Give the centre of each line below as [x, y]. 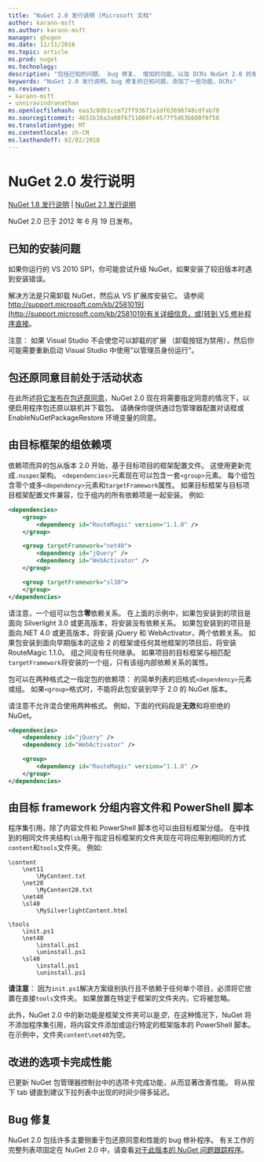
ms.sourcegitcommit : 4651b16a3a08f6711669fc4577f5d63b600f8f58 [114, 118]
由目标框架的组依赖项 [60, 445]
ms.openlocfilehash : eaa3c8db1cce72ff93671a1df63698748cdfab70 [114, 111]
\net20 [33, 883]
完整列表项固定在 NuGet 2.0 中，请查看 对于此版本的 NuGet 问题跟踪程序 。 [128, 1150]
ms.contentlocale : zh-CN [49, 132]
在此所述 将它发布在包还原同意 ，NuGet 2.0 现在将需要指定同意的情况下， [125, 398]
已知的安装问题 [44, 249]
